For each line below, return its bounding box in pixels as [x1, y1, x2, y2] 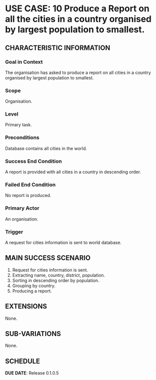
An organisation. [5, 216, 38, 222]
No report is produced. [5, 192, 52, 198]
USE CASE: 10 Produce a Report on [5, 3, 150, 14]
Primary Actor [5, 205, 39, 212]
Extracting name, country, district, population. [12, 272, 105, 278]
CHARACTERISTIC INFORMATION [5, 43, 111, 52]
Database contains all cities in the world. [5, 145, 87, 151]
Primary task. [5, 122, 32, 128]
